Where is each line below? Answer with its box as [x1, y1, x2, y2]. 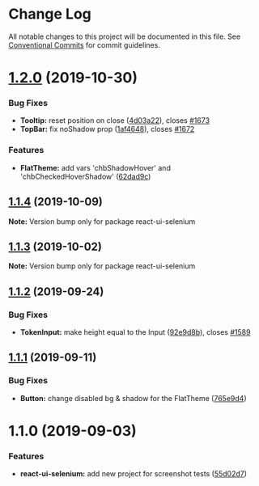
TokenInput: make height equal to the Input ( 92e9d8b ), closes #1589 [19, 328, 251, 337]
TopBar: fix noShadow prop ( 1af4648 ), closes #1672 [19, 125, 195, 134]
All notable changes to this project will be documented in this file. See [8, 32, 241, 41]
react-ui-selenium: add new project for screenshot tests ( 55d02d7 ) [19, 469, 248, 479]
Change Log [8, 5, 91, 23]
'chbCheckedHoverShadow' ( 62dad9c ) [19, 171, 151, 181]
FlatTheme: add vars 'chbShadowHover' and [19, 163, 172, 172]
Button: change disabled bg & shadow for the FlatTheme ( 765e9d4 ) [19, 393, 247, 403]
